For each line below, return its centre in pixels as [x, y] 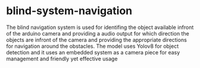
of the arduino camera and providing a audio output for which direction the [98, 33]
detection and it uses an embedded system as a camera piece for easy [93, 52]
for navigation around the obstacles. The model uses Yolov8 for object [93, 46]
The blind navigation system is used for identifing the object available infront [100, 27]
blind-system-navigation [69, 11]
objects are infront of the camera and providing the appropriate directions [97, 40]
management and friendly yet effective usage [62, 59]
